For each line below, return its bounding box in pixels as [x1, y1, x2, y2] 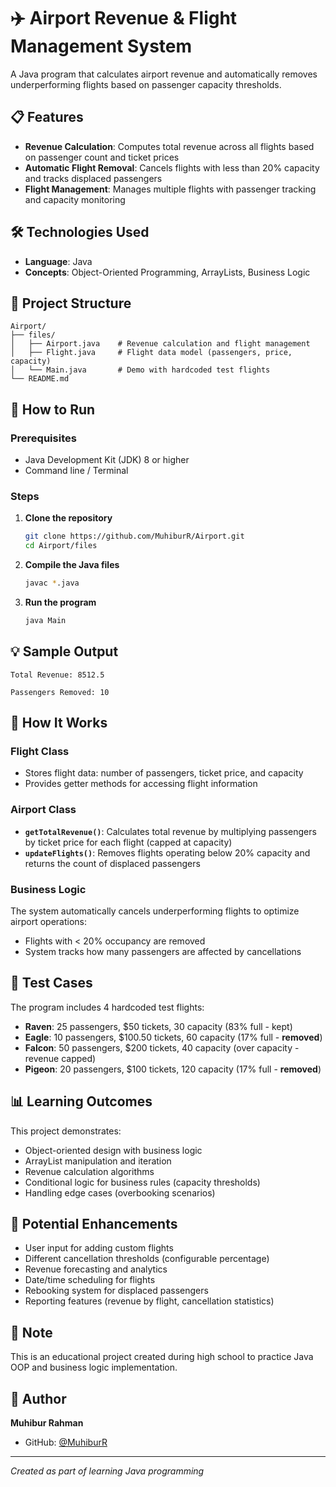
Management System [10, 35, 193, 58]
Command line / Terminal [24, 465, 129, 477]
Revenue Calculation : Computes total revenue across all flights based [24, 140, 315, 152]
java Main [24, 615, 67, 625]
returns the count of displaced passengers [24, 857, 201, 869]
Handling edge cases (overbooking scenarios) [24, 1186, 216, 1199]
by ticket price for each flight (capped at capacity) [24, 836, 233, 848]
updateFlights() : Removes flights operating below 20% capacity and [24, 846, 311, 859]
